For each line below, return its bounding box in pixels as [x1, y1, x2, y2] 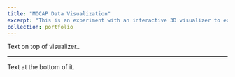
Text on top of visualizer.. [7, 43, 80, 51]
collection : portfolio [7, 23, 73, 30]
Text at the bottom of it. [7, 63, 75, 71]
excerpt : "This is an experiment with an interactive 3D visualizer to [7, 17, 220, 24]
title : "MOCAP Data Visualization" [7, 10, 111, 17]
